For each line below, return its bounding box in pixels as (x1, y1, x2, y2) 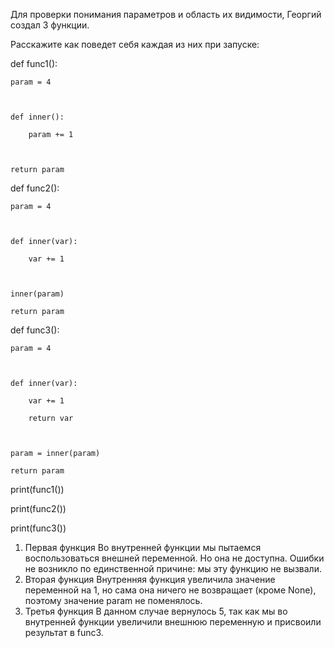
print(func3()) (10, 522, 67, 534)
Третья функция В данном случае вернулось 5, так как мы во (24, 605, 288, 617)
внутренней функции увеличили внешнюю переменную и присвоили (24, 616, 322, 628)
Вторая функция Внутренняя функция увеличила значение (24, 574, 276, 585)
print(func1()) (10, 484, 65, 495)
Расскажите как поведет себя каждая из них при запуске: (10, 39, 260, 50)
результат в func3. (24, 627, 104, 638)
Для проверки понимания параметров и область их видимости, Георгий (10, 9, 322, 20)
